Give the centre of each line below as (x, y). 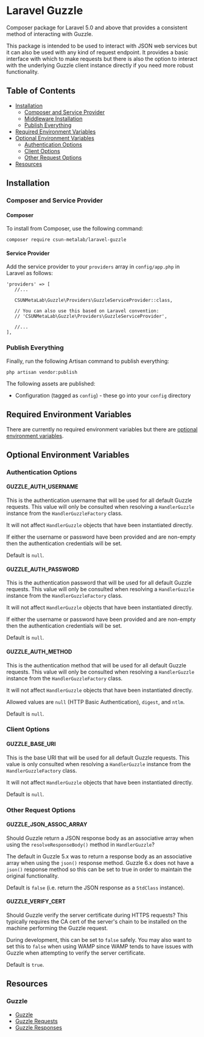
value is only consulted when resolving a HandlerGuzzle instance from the (99, 764)
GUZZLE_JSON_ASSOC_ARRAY (47, 825)
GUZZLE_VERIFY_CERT (36, 902)
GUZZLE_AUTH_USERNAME (42, 487)
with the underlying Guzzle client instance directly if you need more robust (100, 65)
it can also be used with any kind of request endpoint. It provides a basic (97, 52)
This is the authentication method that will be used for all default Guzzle (97, 665)
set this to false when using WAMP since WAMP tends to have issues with (100, 946)
